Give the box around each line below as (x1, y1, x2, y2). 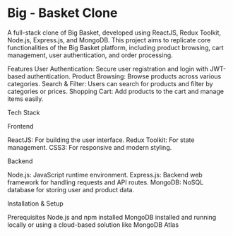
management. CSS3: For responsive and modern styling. (7, 143, 172, 151)
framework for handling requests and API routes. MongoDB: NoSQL (7, 178, 204, 187)
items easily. (7, 94, 44, 103)
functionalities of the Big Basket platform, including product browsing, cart (7, 43, 224, 52)
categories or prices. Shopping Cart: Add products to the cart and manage (7, 87, 225, 95)
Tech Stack (7, 108, 40, 117)
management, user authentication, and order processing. (7, 51, 173, 59)
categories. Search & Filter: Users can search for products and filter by (7, 79, 213, 88)
